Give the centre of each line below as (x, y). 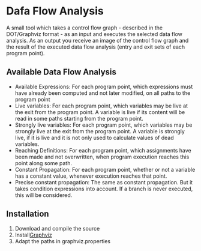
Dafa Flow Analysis (55, 11)
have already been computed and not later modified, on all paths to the (103, 93)
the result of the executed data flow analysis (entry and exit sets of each (96, 47)
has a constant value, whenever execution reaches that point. (91, 176)
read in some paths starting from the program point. (79, 118)
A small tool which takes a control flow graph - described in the (85, 28)
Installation (28, 214)
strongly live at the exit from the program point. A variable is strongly (100, 131)
